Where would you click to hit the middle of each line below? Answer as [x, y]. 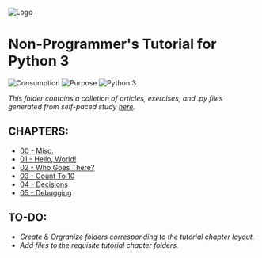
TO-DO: [28, 218]
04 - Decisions [44, 184]
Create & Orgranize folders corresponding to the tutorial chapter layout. [137, 237]
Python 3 [39, 61]
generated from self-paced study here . [72, 106]
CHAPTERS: [38, 132]
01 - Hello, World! [48, 159]
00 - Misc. [36, 150]
